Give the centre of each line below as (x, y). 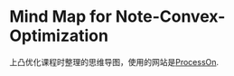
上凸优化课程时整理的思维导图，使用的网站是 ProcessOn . (114, 62)
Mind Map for (61, 17)
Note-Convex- (170, 17)
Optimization (59, 36)
